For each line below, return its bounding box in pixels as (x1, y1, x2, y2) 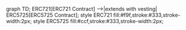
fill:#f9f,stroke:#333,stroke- (113, 12, 181, 18)
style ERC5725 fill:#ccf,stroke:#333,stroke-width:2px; (33, 18, 164, 24)
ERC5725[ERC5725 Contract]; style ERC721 (6, 12, 112, 18)
